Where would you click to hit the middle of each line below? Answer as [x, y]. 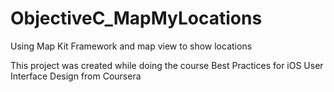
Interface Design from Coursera [76, 76]
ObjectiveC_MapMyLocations [136, 18]
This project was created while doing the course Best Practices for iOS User [167, 65]
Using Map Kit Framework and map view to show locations [131, 46]
